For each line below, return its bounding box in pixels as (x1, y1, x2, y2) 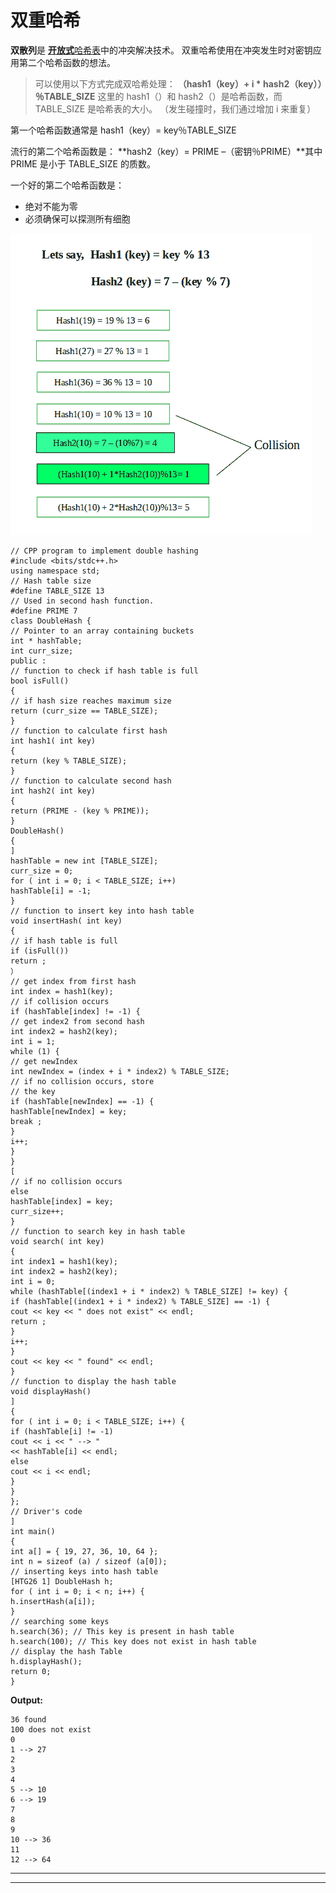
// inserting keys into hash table (10, 1566, 159, 1576)
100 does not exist (10, 1724, 92, 1735)
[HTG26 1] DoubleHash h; (10, 1576, 114, 1586)
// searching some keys (10, 1616, 110, 1626)
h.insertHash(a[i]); (10, 1596, 97, 1606)
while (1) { (10, 1046, 60, 1056)
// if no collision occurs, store (10, 1076, 155, 1086)
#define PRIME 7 (10, 606, 78, 616)
